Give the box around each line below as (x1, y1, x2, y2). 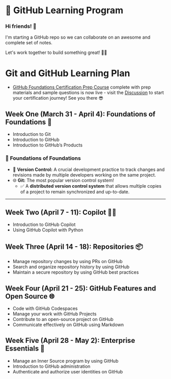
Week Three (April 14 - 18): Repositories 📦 (5, 242, 144, 251)
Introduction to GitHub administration (12, 363, 91, 369)
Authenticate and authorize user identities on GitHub (12, 368, 123, 374)
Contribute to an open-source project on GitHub (12, 316, 113, 322)
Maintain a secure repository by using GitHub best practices (12, 269, 139, 275)
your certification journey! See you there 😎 (12, 95, 103, 101)
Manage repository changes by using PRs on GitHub (12, 258, 123, 265)
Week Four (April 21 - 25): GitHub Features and (5, 284, 156, 293)
